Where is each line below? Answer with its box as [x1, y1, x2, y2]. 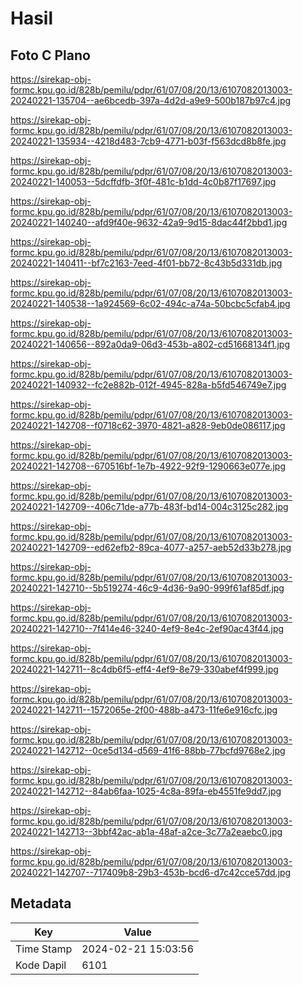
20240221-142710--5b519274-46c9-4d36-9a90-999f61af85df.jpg [10, 582, 285, 594]
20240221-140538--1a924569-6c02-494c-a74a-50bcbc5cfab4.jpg [10, 298, 291, 309]
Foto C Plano [10, 47, 91, 64]
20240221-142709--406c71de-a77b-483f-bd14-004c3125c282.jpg [10, 501, 289, 512]
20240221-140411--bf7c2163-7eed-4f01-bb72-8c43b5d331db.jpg [10, 257, 283, 269]
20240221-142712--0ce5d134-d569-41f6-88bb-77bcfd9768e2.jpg [10, 745, 286, 756]
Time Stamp [15, 942, 73, 956]
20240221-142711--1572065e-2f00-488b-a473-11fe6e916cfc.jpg [10, 704, 278, 716]
